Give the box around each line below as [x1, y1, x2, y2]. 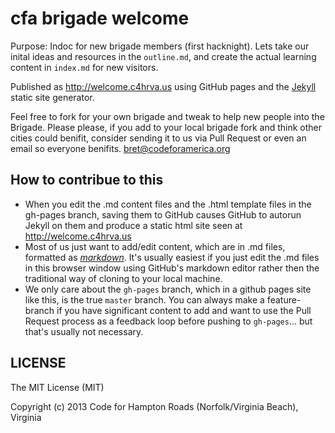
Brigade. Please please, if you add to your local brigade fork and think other [10, 121, 322, 133]
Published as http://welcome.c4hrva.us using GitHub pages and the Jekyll [10, 80, 317, 92]
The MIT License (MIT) [10, 381, 105, 393]
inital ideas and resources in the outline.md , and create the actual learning [10, 50, 317, 62]
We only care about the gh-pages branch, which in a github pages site [24, 283, 312, 295]
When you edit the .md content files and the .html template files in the [24, 198, 312, 210]
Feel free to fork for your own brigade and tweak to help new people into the [10, 110, 325, 122]
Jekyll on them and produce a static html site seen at [24, 219, 243, 231]
